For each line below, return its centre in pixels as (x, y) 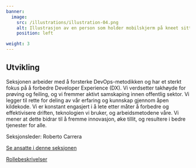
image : (19, 17)
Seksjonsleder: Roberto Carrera (44, 136)
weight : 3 (18, 44)
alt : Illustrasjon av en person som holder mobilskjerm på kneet (98, 28)
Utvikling (23, 68)
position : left (35, 33)
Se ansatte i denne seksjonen (41, 148)
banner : (15, 11)
